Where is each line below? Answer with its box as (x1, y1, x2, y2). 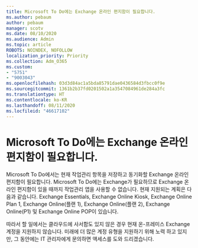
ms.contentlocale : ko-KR (6, 97, 67, 103)
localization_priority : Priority (6, 53, 89, 59)
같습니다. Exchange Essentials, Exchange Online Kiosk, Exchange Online (17, 193, 192, 201)
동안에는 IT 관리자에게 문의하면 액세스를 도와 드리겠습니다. (20, 236, 155, 243)
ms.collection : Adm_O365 (6, 58, 67, 64)
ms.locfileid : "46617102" (6, 108, 70, 114)
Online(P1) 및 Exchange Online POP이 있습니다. (6, 208, 119, 215)
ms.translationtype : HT (6, 91, 65, 97)
